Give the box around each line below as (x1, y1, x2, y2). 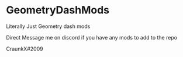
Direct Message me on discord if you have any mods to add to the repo (6, 34, 177, 41)
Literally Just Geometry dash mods (6, 23, 91, 30)
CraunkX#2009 (6, 45, 43, 52)
